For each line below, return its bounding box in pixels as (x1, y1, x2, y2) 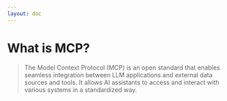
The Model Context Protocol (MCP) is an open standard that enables (24, 63, 221, 72)
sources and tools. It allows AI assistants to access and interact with (24, 78, 220, 86)
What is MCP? (7, 40, 90, 56)
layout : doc (7, 10, 42, 17)
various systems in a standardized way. (24, 85, 137, 94)
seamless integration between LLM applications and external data (24, 70, 213, 79)
